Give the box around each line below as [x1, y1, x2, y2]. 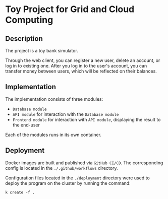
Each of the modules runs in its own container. [5, 131, 102, 138]
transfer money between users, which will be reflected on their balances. [5, 68, 157, 74]
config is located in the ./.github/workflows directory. [5, 165, 118, 171]
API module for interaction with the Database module [12, 111, 119, 117]
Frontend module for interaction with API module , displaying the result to [12, 116, 161, 122]
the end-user [12, 122, 40, 128]
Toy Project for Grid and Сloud [5, 4, 135, 15]
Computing [5, 14, 53, 26]
